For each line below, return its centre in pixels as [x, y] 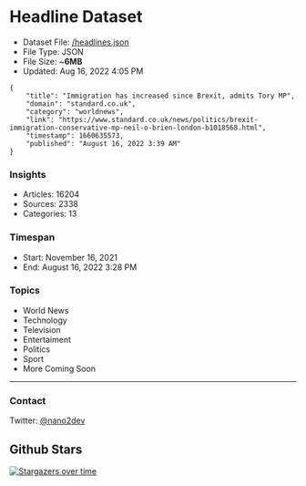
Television [41, 329]
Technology [45, 320]
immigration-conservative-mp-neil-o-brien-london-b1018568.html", [138, 128]
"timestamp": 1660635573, [75, 135]
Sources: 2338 [51, 204]
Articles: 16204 [51, 194]
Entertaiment [46, 339]
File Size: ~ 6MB [52, 61]
